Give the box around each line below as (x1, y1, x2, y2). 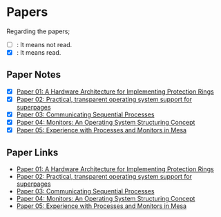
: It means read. (16, 49, 61, 56)
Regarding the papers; (6, 27, 70, 35)
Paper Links (6, 146, 59, 158)
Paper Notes (6, 69, 61, 80)
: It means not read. (16, 40, 73, 49)
